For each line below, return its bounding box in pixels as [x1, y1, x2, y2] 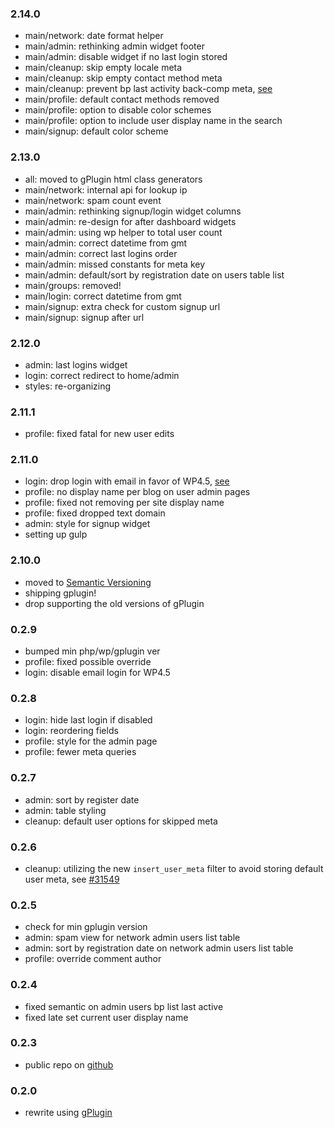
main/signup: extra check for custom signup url [24, 300, 221, 312]
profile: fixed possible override [24, 656, 152, 668]
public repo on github [24, 1058, 114, 1071]
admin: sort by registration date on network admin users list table [24, 942, 294, 954]
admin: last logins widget [24, 358, 128, 371]
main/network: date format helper [24, 30, 164, 42]
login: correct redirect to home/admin [24, 369, 180, 381]
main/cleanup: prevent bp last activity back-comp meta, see [24, 83, 273, 95]
